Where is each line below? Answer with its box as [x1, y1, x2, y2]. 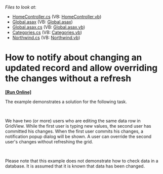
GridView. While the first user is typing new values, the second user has [5, 123, 152, 129]
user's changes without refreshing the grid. [5, 139, 93, 144]
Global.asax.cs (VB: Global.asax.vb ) [12, 24, 85, 30]
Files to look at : [5, 4, 37, 10]
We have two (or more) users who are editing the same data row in [5, 118, 141, 124]
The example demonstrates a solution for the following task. [5, 99, 127, 104]
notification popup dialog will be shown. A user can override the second [5, 133, 152, 139]
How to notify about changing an [5, 52, 142, 63]
